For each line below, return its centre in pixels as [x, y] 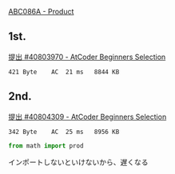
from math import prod [46, 146]
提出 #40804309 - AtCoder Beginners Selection [87, 117]
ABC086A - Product [41, 12]
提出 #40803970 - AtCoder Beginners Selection [87, 57]
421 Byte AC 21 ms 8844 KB [64, 72]
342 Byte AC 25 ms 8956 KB [64, 132]
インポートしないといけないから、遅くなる [78, 162]
